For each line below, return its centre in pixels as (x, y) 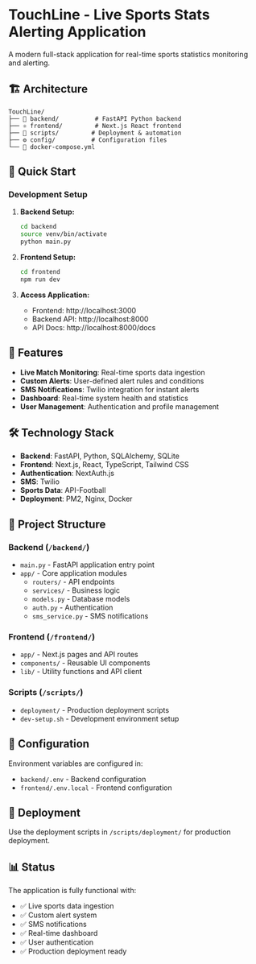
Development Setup (48, 195)
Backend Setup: (47, 212)
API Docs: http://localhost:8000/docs (94, 327)
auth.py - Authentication (72, 608)
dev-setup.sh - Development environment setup (99, 718)
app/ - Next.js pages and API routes (79, 655)
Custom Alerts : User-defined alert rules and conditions (112, 381)
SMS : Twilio (40, 482)
